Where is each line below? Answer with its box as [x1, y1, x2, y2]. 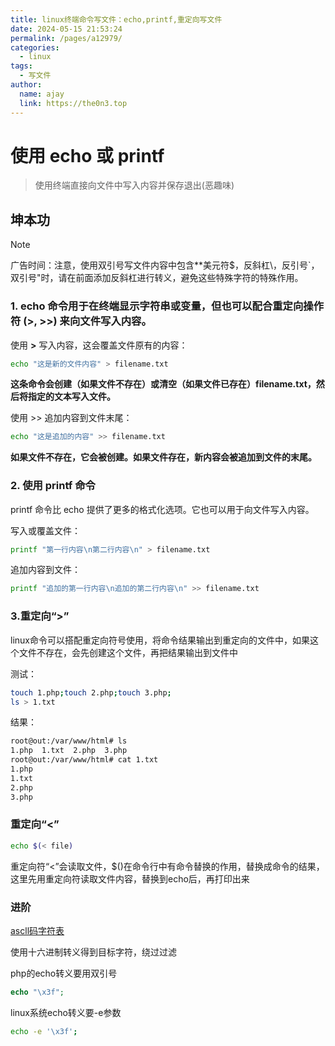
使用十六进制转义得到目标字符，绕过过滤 [10, 946, 177, 958]
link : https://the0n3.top [19, 98, 128, 108]
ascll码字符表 [10, 924, 65, 936]
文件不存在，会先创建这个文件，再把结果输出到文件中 [18, 646, 238, 658]
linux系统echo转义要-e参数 [10, 1006, 122, 1018]
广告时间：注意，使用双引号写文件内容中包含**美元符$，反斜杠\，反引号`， [10, 259, 320, 271]
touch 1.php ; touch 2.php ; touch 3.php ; [10, 687, 172, 698]
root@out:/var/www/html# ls [10, 736, 128, 746]
